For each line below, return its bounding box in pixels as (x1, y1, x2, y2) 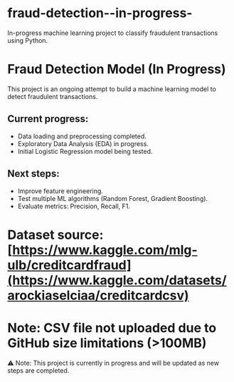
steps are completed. (7, 366, 70, 375)
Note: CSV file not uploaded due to (7, 319, 217, 336)
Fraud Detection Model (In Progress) (7, 61, 226, 78)
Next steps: (7, 167, 60, 180)
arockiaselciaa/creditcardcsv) (7, 287, 190, 304)
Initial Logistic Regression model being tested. (17, 147, 153, 155)
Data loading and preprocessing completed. (17, 132, 147, 140)
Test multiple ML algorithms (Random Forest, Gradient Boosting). (17, 194, 208, 202)
